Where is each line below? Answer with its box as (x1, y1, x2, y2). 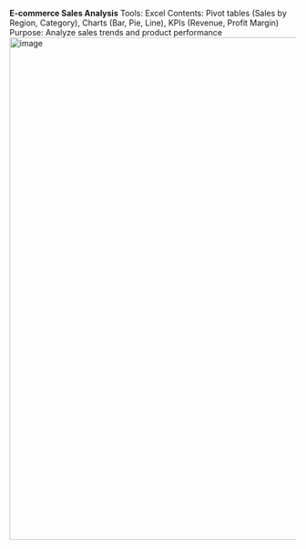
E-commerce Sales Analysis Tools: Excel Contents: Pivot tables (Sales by (9, 8, 287, 18)
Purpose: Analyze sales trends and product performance (9, 27, 223, 37)
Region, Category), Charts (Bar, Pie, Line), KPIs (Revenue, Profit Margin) (9, 17, 280, 28)
